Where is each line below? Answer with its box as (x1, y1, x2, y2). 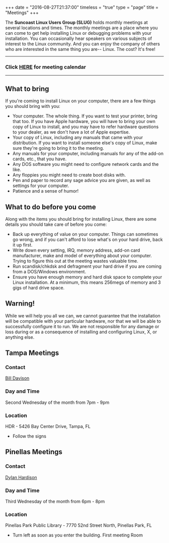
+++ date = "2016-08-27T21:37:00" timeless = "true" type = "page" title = (5, 5, 159, 10)
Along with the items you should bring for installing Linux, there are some (5, 216, 157, 222)
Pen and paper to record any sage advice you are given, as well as (12, 177, 151, 184)
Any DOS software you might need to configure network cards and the (12, 161, 159, 167)
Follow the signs (12, 433, 47, 439)
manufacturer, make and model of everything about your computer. (12, 252, 152, 259)
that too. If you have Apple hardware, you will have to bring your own (12, 118, 156, 125)
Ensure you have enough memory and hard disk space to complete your (12, 274, 162, 280)
